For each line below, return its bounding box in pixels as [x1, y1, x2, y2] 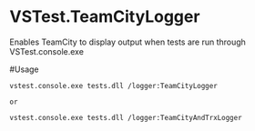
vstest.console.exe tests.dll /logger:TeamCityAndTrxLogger [9, 113, 243, 122]
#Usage [9, 64, 39, 75]
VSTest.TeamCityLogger [9, 6, 200, 27]
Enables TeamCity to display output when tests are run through [9, 36, 246, 47]
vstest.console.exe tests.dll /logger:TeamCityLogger [9, 81, 219, 90]
